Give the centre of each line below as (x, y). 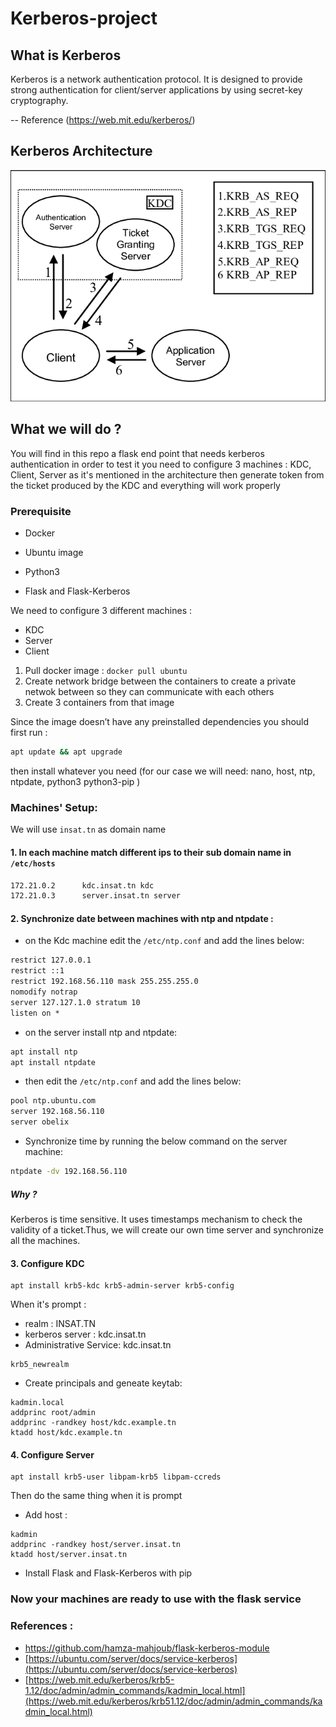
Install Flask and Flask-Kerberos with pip (108, 1573)
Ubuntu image (54, 553)
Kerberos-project (84, 18)
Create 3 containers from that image (99, 703)
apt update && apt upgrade (66, 752)
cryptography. (39, 100)
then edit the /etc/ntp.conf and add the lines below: (133, 1081)
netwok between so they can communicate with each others (149, 692)
